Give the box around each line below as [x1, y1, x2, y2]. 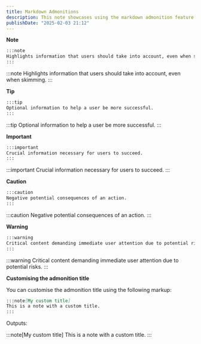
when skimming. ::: [6, 76, 53, 83]
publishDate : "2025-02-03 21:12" [6, 20, 90, 26]
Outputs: [6, 319, 28, 327]
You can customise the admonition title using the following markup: [6, 286, 172, 293]
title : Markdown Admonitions [6, 8, 79, 15]
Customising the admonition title [6, 275, 90, 282]
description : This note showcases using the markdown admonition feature [6, 14, 194, 20]
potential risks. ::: [6, 263, 49, 270]
